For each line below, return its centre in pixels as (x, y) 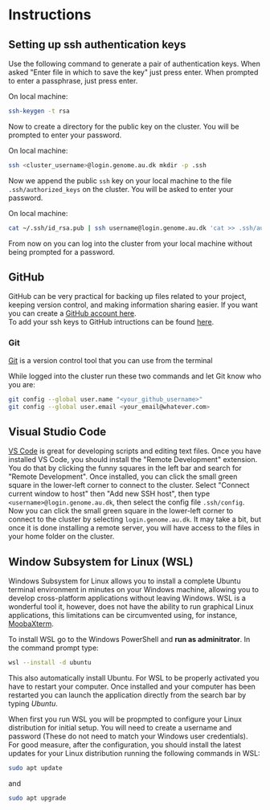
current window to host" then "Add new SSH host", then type (109, 494)
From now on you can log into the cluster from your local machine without (131, 243)
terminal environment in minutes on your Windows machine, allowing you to (134, 590)
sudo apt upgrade (37, 798)
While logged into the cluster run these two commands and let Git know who (135, 376)
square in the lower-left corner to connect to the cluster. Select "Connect (129, 485)
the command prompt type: (53, 648)
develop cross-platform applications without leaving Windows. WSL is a (127, 598)
